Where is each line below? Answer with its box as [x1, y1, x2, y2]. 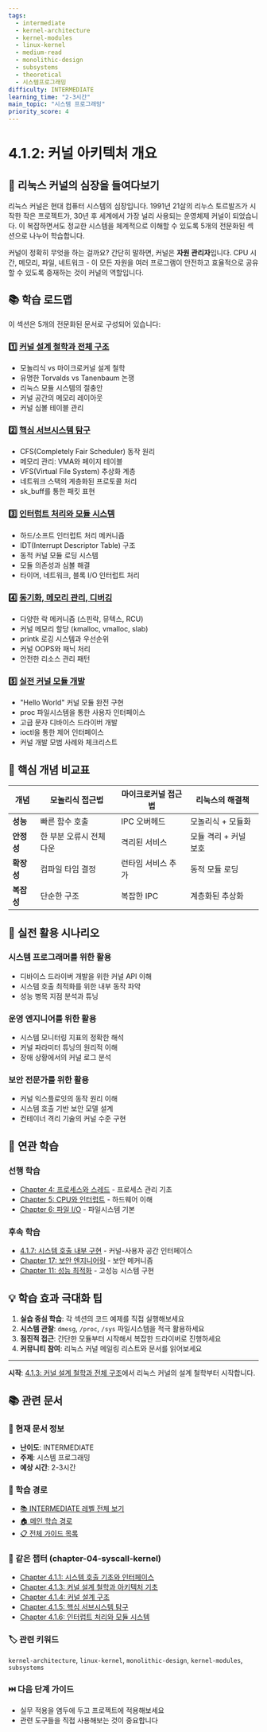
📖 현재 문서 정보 [8, 1423, 65, 1434]
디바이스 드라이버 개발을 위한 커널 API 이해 [19, 971, 153, 981]
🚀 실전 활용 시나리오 [8, 926, 100, 939]
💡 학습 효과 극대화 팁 [8, 1291, 103, 1305]
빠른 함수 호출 [40, 816, 89, 827]
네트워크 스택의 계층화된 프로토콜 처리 [19, 476, 137, 486]
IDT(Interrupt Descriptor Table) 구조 [19, 540, 136, 550]
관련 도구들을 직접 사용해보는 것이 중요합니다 [19, 1715, 159, 1726]
